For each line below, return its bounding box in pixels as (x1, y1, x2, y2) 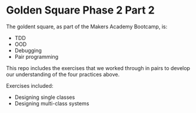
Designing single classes (14, 94, 75, 101)
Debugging (14, 46, 42, 54)
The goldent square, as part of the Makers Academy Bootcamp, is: (6, 23, 168, 30)
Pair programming (14, 53, 59, 60)
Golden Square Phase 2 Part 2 (6, 4, 155, 17)
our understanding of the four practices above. (6, 71, 119, 78)
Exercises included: (6, 82, 54, 89)
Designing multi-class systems (14, 99, 89, 107)
